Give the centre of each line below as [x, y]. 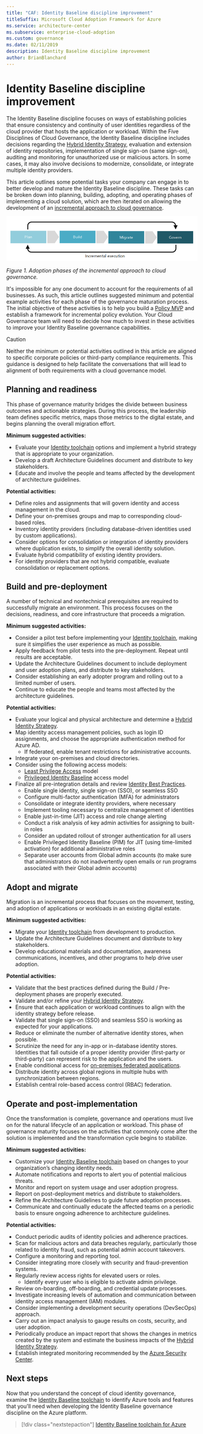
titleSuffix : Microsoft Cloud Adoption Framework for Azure [84, 19]
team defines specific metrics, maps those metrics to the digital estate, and [100, 417]
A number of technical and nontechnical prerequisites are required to [92, 601]
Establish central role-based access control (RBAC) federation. [93, 1085]
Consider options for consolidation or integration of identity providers [102, 542]
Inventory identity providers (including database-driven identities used [103, 528]
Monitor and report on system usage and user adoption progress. [97, 1187]
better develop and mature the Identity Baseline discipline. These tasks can [100, 188]
